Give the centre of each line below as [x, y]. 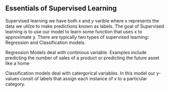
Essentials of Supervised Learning [61, 8]
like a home [17, 63]
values [12, 78]
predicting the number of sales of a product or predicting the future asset [82, 58]
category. [15, 84]
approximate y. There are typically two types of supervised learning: [77, 37]
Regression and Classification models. [45, 42]
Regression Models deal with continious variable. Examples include [76, 52]
